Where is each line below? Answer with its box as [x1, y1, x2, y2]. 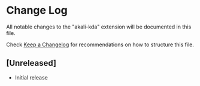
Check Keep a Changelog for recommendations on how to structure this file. [6, 41, 195, 48]
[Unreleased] [6, 58, 57, 68]
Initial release [14, 74, 48, 81]
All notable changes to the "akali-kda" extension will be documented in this [6, 23, 192, 30]
